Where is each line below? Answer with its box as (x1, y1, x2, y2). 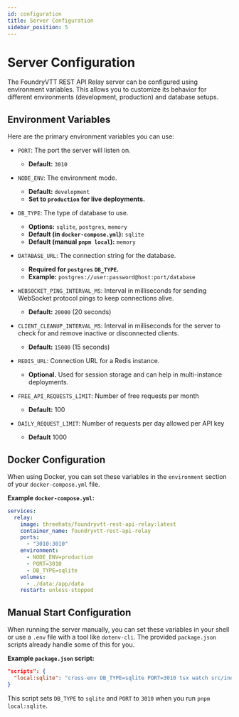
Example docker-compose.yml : (7, 493, 95, 502)
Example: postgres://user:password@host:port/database (28, 273, 196, 281)
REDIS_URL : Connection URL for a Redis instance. (17, 357, 160, 365)
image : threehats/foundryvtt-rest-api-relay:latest (20, 520, 176, 528)
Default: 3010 (28, 160, 68, 168)
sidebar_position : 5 (7, 23, 69, 31)
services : (7, 507, 37, 514)
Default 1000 (28, 433, 68, 441)
